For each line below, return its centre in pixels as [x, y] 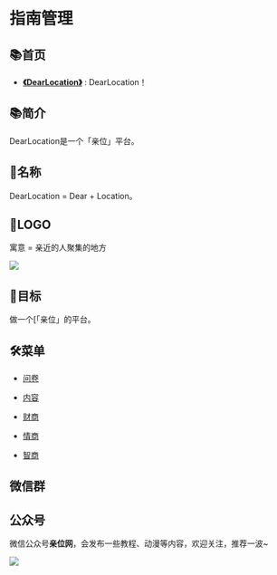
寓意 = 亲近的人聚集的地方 [58, 248]
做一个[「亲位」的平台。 [53, 320]
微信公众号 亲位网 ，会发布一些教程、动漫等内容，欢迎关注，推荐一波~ [139, 543]
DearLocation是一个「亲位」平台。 [74, 140]
